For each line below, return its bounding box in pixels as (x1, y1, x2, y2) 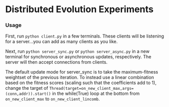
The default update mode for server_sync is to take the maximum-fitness (5, 69, 159, 75)
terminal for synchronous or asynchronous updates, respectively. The (5, 54, 152, 60)
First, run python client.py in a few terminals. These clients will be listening (5, 33, 164, 39)
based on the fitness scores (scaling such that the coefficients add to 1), (5, 80, 157, 86)
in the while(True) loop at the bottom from (52, 90, 140, 97)
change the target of (5, 85, 48, 91)
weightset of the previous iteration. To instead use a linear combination (5, 75, 154, 81)
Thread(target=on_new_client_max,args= (49, 86, 134, 91)
